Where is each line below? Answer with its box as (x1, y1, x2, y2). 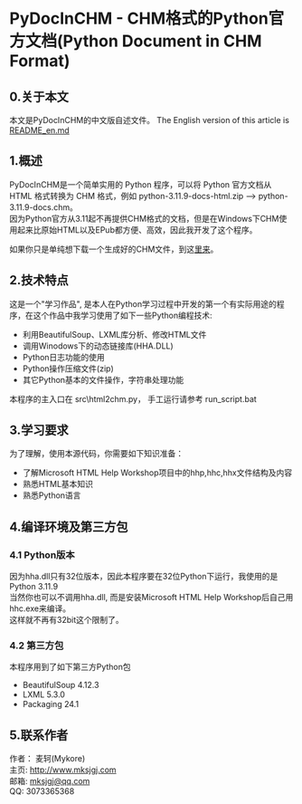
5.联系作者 (9, 727, 69, 742)
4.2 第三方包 (9, 639, 64, 652)
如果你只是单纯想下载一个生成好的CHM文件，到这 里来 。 (9, 244, 219, 254)
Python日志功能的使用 (22, 351, 106, 362)
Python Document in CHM (62, 31, 262, 52)
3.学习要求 (9, 423, 70, 438)
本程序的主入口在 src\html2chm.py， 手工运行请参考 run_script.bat (9, 393, 258, 404)
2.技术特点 (9, 273, 70, 288)
